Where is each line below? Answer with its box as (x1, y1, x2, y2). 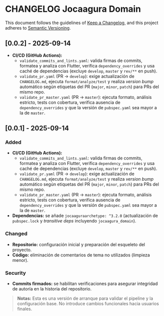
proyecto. (12, 247, 32, 253)
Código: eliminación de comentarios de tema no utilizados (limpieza (12, 252, 150, 258)
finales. (17, 306, 32, 312)
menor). (12, 257, 28, 263)
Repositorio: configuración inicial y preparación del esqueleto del (12, 241, 145, 247)
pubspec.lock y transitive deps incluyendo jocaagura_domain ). (12, 218, 137, 224)
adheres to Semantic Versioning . (5, 25, 71, 31)
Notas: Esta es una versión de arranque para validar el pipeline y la (17, 295, 153, 301)
